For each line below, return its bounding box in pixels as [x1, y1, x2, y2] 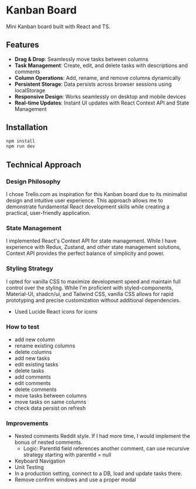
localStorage [14, 86, 46, 94]
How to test [6, 322, 40, 331]
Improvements [6, 419, 49, 427]
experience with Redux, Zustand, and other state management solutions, [6, 244, 181, 251]
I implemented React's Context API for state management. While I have [6, 237, 177, 244]
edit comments [14, 379, 51, 386]
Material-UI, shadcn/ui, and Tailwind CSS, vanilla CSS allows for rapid [6, 290, 174, 297]
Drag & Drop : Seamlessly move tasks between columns [14, 55, 149, 62]
